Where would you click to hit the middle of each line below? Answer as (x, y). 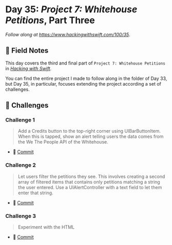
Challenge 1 (20, 120)
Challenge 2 (21, 165)
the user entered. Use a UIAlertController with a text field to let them (90, 187)
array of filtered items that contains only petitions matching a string (89, 182)
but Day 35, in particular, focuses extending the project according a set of (83, 84)
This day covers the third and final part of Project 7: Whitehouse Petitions (85, 63)
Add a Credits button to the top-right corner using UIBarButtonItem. (89, 131)
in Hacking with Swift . (28, 68)
